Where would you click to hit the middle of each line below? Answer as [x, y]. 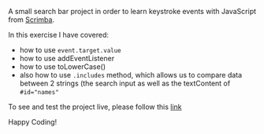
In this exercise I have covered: [58, 35]
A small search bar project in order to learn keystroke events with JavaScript [132, 11]
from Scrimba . [32, 20]
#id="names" [39, 92]
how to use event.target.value [71, 50]
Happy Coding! [33, 122]
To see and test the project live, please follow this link [95, 107]
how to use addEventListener [67, 58]
